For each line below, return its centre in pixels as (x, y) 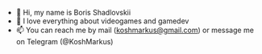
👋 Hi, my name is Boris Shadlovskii (73, 12)
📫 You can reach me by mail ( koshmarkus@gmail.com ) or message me (135, 30)
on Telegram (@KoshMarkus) (64, 42)
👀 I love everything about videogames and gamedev (102, 21)
